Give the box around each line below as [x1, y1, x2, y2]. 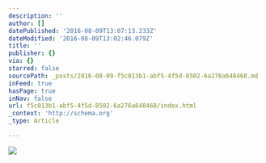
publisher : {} [8, 49, 57, 57]
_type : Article [8, 117, 60, 125]
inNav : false [8, 94, 53, 102]
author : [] [8, 19, 45, 27]
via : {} [8, 57, 35, 65]
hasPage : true [8, 86, 57, 95]
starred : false [8, 65, 60, 73]
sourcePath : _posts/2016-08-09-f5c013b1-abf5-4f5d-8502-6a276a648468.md [8, 72, 259, 80]
